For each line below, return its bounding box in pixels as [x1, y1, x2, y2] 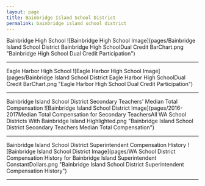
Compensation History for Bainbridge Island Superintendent [6, 154, 157, 162]
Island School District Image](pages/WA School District [37, 148, 176, 156]
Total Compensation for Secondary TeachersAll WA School [38, 111, 187, 118]
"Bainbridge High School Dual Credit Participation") [6, 50, 135, 57]
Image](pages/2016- [131, 104, 183, 112]
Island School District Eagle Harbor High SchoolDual [54, 74, 186, 81]
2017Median [6, 111, 37, 118]
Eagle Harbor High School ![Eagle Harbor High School [6, 68, 142, 75]
